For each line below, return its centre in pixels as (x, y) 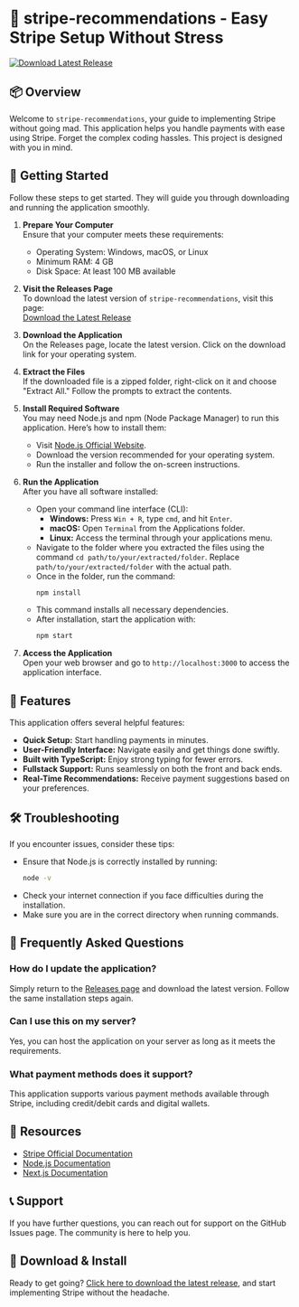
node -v (37, 878)
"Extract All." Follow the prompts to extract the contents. (127, 390)
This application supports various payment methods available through (139, 1094)
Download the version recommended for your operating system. (155, 455)
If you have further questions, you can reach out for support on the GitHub (148, 1223)
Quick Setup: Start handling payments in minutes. (116, 740)
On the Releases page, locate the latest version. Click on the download (154, 344)
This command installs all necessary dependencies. (132, 610)
